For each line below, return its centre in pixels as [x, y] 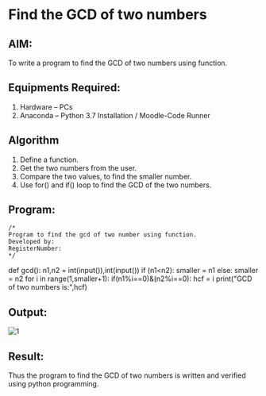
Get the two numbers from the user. [78, 167]
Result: [26, 356]
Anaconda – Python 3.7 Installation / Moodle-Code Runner [115, 115]
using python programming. [54, 384]
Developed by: [32, 242]
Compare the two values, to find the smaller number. [106, 176]
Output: [28, 312]
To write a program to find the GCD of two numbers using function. [118, 63]
